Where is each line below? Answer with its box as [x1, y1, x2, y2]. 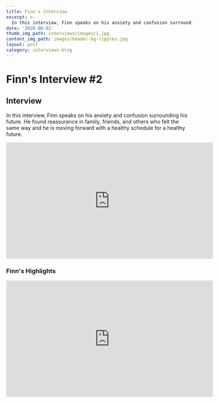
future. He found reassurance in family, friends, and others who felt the [6, 118, 179, 125]
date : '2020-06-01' [6, 25, 54, 31]
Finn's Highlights [6, 266, 56, 275]
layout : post [6, 42, 38, 48]
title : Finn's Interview [6, 8, 67, 15]
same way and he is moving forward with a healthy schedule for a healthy [6, 124, 185, 131]
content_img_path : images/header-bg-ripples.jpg [6, 36, 128, 42]
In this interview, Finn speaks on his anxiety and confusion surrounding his [6, 112, 188, 119]
